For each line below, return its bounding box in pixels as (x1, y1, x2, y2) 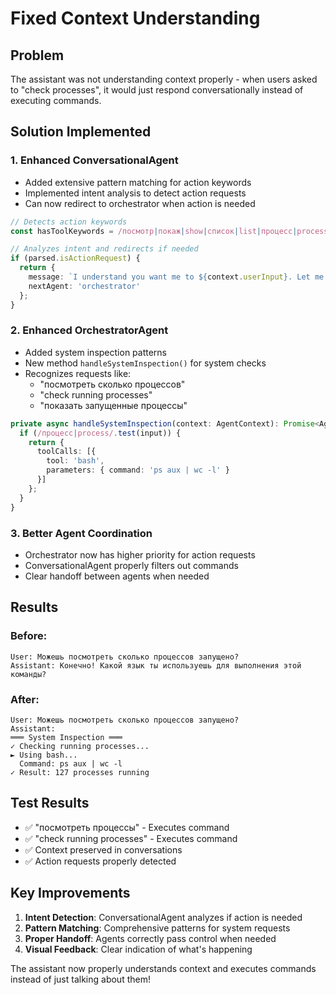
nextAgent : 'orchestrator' (28, 281, 141, 291)
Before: (10, 629, 48, 643)
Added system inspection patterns (24, 346, 167, 358)
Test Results (10, 795, 90, 812)
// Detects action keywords (10, 217, 128, 227)
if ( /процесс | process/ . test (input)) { (19, 428, 182, 438)
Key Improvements (10, 885, 131, 902)
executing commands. (10, 95, 102, 106)
